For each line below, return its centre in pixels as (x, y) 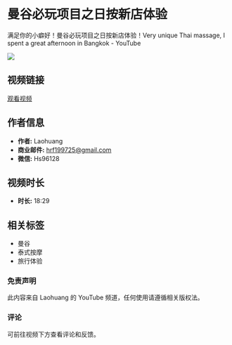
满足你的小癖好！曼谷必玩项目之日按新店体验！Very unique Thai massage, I (116, 35)
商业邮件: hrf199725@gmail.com (64, 150)
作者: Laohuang (40, 141)
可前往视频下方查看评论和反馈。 (53, 334)
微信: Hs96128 (38, 158)
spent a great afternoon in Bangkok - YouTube (74, 43)
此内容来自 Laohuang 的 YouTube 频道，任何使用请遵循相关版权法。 (105, 298)
